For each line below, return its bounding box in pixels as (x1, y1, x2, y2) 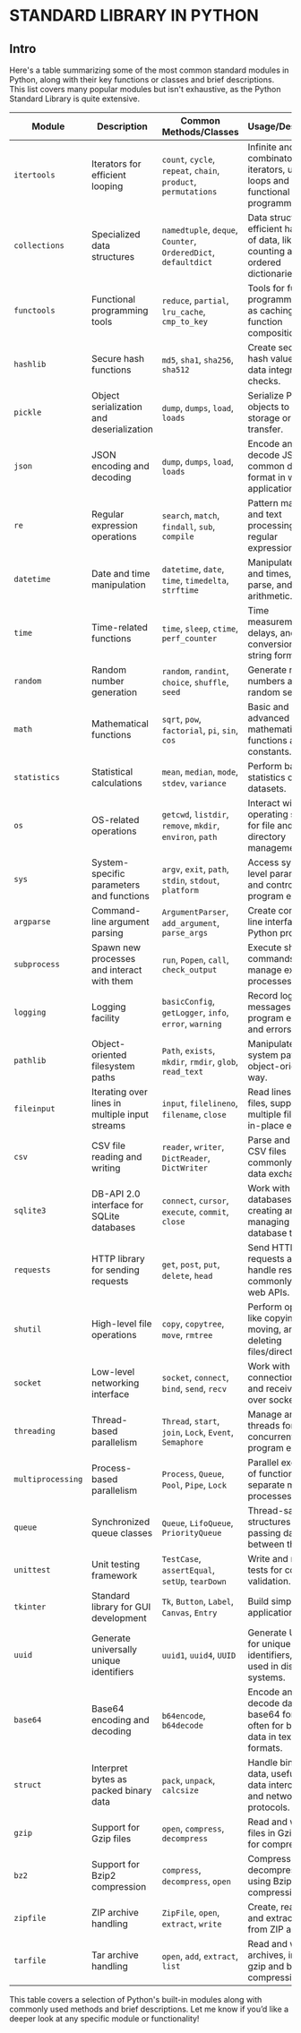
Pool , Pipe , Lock (161, 1479, 227, 1491)
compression (90, 1881, 147, 1892)
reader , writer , (161, 1141, 225, 1153)
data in (247, 1730, 277, 1743)
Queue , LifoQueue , (161, 1517, 234, 1529)
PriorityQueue (161, 1528, 222, 1538)
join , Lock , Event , (161, 1426, 235, 1438)
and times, (247, 568, 292, 579)
